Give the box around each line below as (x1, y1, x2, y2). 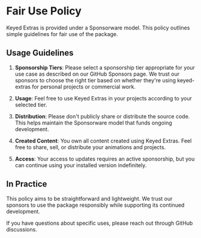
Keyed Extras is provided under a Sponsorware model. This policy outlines (6, 24, 190, 31)
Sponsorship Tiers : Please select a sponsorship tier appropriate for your (14, 64, 195, 71)
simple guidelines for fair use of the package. (6, 30, 118, 37)
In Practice (6, 179, 47, 189)
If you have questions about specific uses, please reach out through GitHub (6, 219, 193, 227)
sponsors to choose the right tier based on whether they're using (14, 76, 176, 84)
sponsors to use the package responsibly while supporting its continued (6, 201, 185, 209)
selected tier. (14, 101, 47, 108)
